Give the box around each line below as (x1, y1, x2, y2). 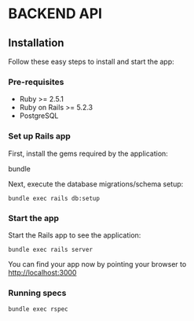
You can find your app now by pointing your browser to (8, 259, 187, 268)
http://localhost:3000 (8, 267, 77, 277)
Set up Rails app (8, 131, 71, 142)
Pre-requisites (8, 76, 64, 87)
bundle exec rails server (8, 245, 93, 253)
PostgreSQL (19, 111, 59, 120)
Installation (8, 36, 64, 50)
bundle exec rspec (8, 305, 68, 313)
